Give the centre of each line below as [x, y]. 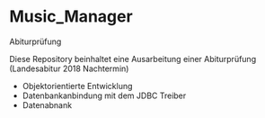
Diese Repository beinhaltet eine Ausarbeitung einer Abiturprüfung [133, 59]
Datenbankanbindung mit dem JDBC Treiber [104, 95]
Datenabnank [47, 104]
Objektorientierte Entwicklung [77, 86]
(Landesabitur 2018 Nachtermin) [69, 68]
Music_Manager [71, 17]
